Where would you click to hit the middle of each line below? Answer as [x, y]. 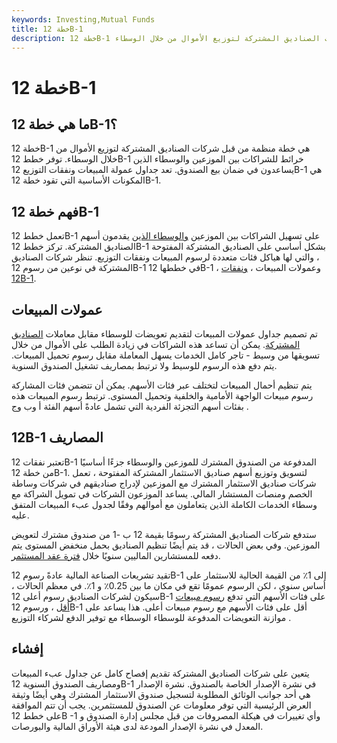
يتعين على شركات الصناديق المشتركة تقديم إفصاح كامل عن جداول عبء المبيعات [160, 673]
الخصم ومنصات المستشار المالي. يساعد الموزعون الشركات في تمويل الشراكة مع [162, 493]
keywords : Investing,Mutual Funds [83, 19]
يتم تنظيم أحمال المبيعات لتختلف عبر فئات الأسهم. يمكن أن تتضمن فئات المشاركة [162, 385]
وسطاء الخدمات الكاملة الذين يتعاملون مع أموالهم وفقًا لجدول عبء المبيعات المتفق [164, 504]
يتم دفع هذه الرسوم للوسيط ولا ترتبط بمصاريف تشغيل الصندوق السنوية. [144, 365]
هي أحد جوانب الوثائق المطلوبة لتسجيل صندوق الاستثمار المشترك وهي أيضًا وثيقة [161, 694]
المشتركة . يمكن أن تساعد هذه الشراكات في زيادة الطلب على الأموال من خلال [156, 344]
